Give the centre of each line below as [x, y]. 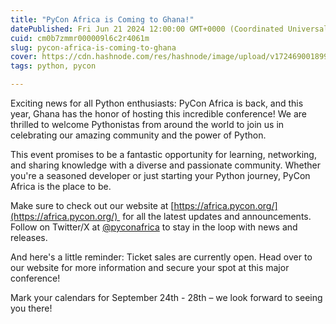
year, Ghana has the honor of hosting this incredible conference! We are [158, 114]
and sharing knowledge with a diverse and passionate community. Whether [165, 165]
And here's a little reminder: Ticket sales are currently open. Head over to [161, 257]
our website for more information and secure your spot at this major [150, 267]
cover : [24, 57]
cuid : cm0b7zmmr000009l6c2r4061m [80, 38]
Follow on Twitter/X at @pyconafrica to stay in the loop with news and [154, 227]
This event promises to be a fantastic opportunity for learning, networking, [163, 154]
